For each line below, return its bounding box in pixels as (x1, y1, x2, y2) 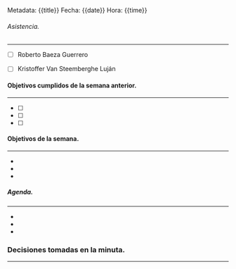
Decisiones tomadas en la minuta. (7, 244, 125, 254)
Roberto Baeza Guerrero (17, 51, 88, 59)
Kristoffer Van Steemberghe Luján (17, 65, 116, 73)
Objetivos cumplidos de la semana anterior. (7, 81, 137, 89)
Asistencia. (7, 22, 40, 30)
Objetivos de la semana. (7, 134, 79, 143)
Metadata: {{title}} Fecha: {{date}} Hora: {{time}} (7, 6, 147, 14)
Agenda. (7, 188, 34, 196)
